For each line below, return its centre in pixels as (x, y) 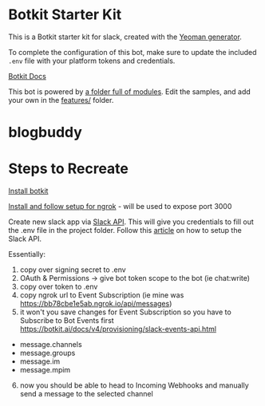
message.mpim (45, 370)
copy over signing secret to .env (73, 270)
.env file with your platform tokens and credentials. (92, 61)
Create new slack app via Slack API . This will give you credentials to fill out (131, 222)
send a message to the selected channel (86, 394)
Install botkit (28, 191)
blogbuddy (45, 132)
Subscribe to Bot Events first (67, 321)
